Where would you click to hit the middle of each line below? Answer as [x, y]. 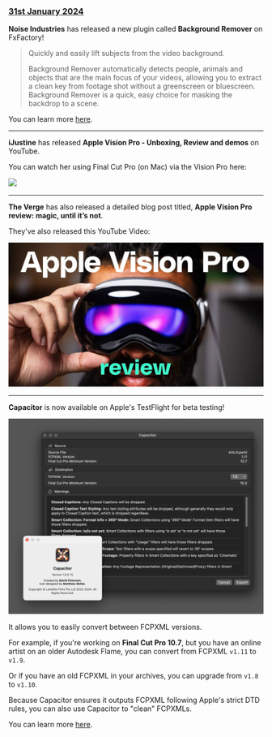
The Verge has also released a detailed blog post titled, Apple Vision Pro [130, 207]
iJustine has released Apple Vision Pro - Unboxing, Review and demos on [134, 143]
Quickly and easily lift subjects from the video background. [126, 54]
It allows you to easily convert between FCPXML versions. [105, 627]
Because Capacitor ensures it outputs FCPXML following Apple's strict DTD [134, 700]
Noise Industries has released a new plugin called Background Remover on [136, 29]
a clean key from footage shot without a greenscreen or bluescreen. [142, 86]
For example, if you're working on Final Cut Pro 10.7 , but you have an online [135, 643]
